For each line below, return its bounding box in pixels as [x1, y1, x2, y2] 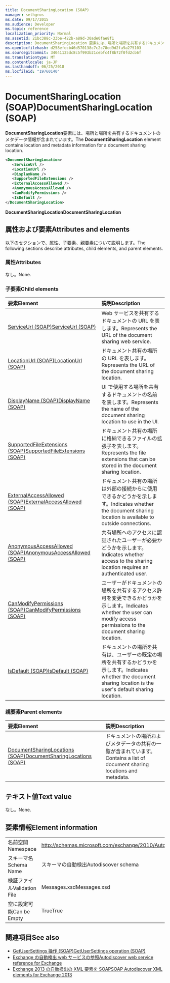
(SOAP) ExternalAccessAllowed [8, 498, 82, 505]
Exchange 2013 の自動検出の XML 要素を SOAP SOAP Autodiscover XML [12, 966, 163, 972]
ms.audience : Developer [5, 21, 56, 27]
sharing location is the [101, 680, 154, 687]
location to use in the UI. [101, 418, 159, 425]
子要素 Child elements [5, 285, 59, 293]
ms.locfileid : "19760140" [5, 69, 60, 74]
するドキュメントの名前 [101, 391, 158, 398]
